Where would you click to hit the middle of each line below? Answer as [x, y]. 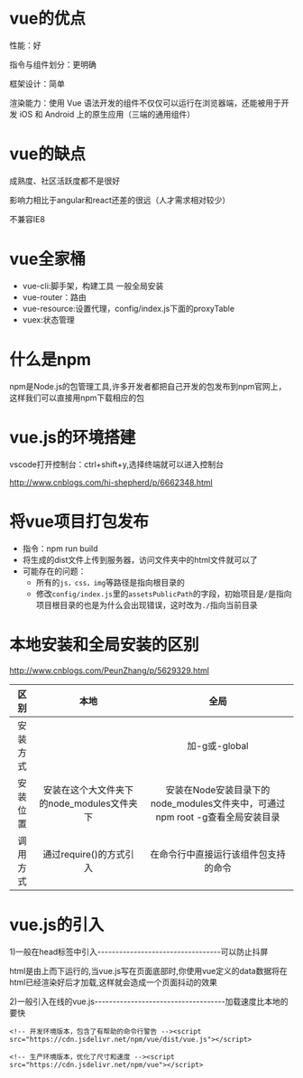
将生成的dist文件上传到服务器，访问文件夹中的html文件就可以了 [140, 559]
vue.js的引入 [57, 925]
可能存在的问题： [54, 571]
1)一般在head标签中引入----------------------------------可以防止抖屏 [139, 951]
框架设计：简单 [37, 83]
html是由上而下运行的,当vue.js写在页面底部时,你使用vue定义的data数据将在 [148, 970]
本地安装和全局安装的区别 [105, 645]
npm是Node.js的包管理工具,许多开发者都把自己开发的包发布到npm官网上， [148, 386]
